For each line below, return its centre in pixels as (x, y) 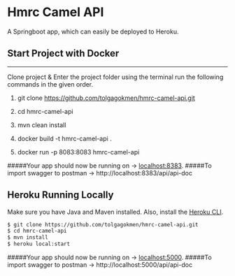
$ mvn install (28, 238)
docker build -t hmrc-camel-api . (64, 138)
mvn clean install (42, 125)
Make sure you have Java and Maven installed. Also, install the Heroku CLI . (115, 212)
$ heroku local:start (39, 244)
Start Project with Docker (63, 53)
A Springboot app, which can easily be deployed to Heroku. (93, 31)
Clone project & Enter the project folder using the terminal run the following (115, 77)
